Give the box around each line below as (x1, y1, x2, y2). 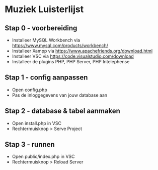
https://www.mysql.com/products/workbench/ (12, 42, 109, 49)
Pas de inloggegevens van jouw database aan (12, 92, 108, 98)
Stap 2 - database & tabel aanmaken (5, 107, 120, 115)
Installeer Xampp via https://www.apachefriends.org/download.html (12, 48, 153, 54)
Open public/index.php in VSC (12, 153, 75, 160)
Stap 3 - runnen (5, 140, 55, 149)
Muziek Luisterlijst (5, 4, 84, 15)
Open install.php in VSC (12, 120, 61, 126)
